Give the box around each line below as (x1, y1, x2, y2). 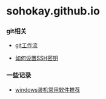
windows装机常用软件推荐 (15, 86, 81, 93)
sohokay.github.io (6, 4, 100, 18)
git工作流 (15, 42, 38, 49)
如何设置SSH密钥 (15, 54, 59, 62)
